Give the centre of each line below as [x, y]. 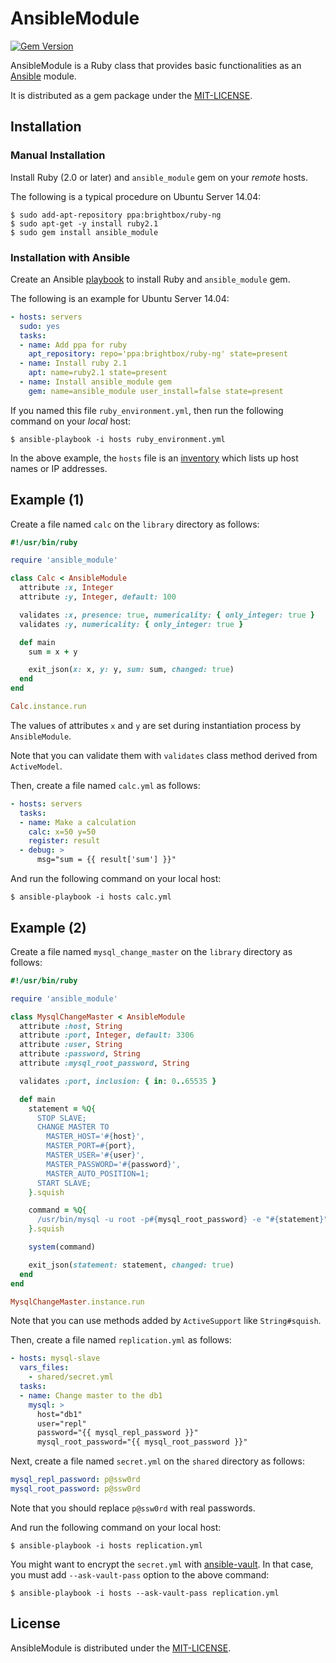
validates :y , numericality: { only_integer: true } [131, 624]
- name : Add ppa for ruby [73, 345]
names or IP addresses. [59, 468]
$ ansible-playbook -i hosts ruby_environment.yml [118, 439]
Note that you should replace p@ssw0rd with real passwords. [133, 1508]
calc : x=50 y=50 [62, 832]
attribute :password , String [80, 1054]
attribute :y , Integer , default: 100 [98, 597]
